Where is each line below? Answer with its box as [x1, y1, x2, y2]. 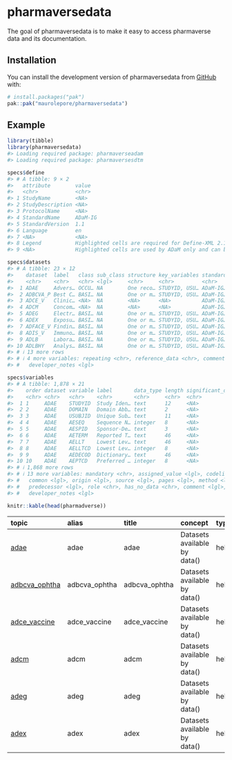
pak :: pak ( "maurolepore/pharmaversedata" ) [7, 100, 128, 107]
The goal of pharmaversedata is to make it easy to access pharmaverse [7, 27, 211, 35]
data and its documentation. [7, 34, 87, 42]
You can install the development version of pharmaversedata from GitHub [7, 73, 217, 81]
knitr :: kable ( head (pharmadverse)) [7, 502, 107, 509]
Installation [7, 55, 57, 66]
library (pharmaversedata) [7, 144, 81, 151]
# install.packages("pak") [7, 93, 85, 100]
